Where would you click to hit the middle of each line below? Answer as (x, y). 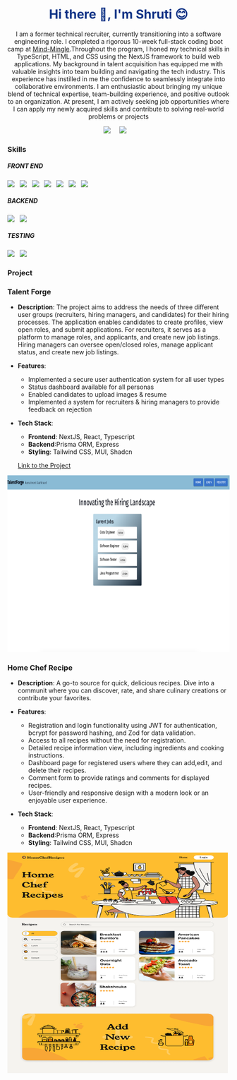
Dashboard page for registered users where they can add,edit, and (125, 763)
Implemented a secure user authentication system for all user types (126, 379)
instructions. (46, 755)
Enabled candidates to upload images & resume (97, 394)
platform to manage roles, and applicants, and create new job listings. (119, 337)
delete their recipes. (57, 770)
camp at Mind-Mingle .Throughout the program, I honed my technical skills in (119, 49)
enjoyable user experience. (67, 800)
